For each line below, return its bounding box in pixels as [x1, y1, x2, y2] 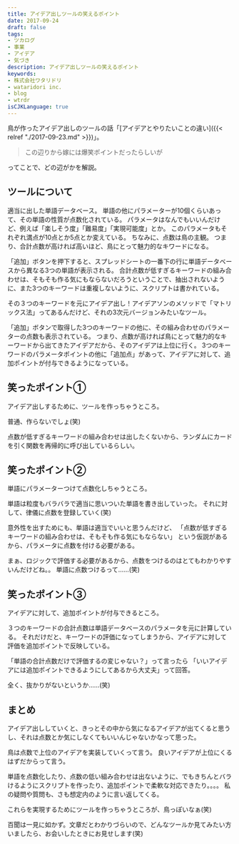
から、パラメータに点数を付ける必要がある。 [7, 542, 139, 550]
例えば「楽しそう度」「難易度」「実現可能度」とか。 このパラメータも [19, 224, 221, 233]
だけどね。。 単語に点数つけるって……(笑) [19, 565, 141, 574]
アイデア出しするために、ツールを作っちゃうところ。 [7, 402, 163, 410]
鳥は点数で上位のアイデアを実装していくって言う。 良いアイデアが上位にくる [7, 748, 233, 756]
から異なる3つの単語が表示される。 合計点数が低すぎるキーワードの [13, 265, 213, 275]
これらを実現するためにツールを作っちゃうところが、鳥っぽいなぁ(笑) [7, 805, 212, 813]
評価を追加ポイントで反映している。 [7, 641, 114, 650]
